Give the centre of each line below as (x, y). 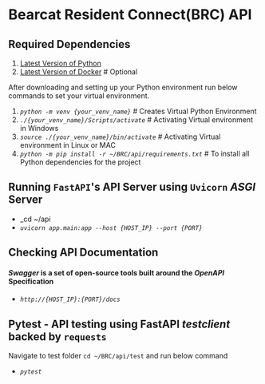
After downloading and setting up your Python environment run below (123, 87)
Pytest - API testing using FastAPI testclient (119, 324)
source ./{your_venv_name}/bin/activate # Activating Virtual (120, 137)
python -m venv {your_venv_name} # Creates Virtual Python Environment (138, 111)
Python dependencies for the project (80, 162)
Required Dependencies (69, 44)
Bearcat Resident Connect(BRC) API (130, 15)
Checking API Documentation (83, 253)
